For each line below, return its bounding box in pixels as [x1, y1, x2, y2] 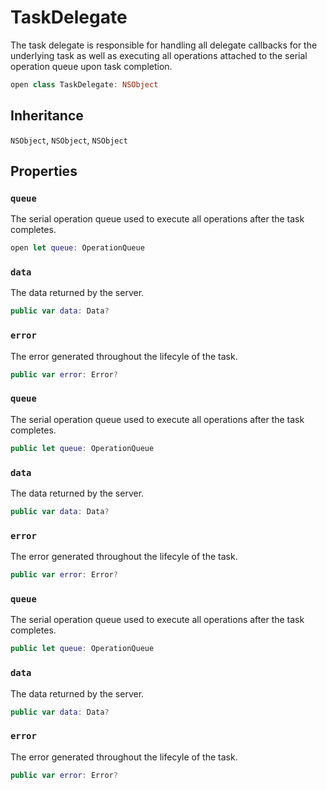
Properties [10, 163, 78, 180]
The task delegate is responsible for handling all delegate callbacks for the [10, 39, 318, 51]
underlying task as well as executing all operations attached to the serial [10, 49, 308, 61]
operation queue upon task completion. [10, 60, 173, 72]
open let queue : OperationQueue [10, 243, 145, 253]
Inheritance [10, 107, 84, 125]
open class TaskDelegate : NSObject [10, 79, 159, 90]
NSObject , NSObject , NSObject [10, 134, 128, 146]
